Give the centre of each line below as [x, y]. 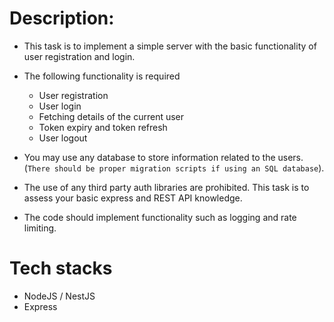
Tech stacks [61, 268]
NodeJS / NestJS [59, 296]
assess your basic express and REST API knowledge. [133, 198]
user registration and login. [79, 56]
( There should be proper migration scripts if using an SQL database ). [174, 168]
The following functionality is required [102, 76]
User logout [63, 138]
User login [60, 106]
